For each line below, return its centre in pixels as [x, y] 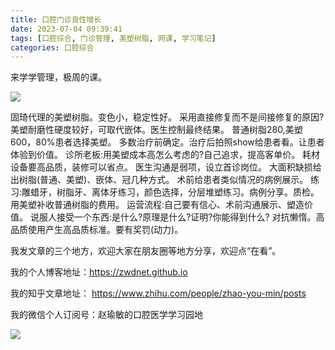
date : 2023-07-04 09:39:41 [66, 29]
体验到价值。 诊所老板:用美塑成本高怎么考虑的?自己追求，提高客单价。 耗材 [165, 155]
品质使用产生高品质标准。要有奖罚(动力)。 [97, 230]
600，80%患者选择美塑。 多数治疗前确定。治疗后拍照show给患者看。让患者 [167, 142]
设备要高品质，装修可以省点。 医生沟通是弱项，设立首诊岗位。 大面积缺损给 [166, 167]
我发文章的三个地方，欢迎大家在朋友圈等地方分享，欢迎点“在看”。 [146, 251]
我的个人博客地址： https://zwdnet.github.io [99, 272]
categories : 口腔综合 [52, 47]
